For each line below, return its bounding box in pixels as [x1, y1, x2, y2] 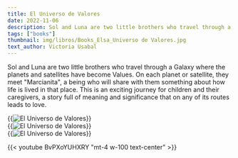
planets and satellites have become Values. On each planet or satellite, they [7, 70, 229, 79]
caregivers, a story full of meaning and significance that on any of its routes [7, 93, 230, 101]
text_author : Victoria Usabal [7, 43, 98, 50]
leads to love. [7, 101, 47, 108]
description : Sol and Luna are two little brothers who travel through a [7, 23, 232, 30]
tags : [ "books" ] [7, 30, 56, 38]
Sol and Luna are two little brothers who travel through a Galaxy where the [7, 63, 226, 71]
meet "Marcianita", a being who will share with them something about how [7, 78, 226, 86]
